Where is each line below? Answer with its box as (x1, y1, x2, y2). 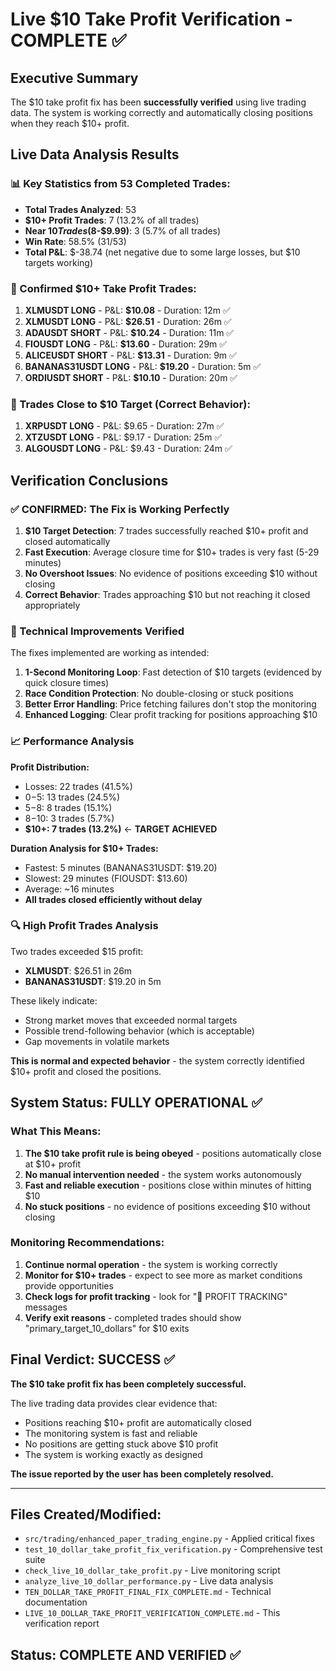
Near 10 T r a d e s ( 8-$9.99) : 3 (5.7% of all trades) (24, 224, 222, 237)
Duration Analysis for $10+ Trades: (10, 842, 159, 854)
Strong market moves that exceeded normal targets (24, 1014, 238, 1026)
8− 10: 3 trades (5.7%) (24, 812, 115, 824)
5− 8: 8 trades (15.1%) (24, 801, 113, 813)
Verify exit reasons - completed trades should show (24, 1311, 242, 1323)
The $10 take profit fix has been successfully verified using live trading (10, 96, 307, 108)
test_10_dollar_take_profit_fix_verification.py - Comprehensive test (24, 1543, 323, 1555)
